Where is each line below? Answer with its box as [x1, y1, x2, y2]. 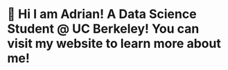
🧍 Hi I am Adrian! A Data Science [7, 6, 197, 22]
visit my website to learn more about [7, 36, 222, 51]
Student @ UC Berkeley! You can [7, 21, 200, 37]
